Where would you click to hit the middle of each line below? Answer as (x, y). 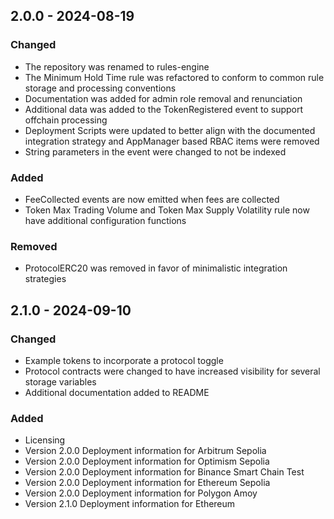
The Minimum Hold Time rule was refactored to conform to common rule (174, 77)
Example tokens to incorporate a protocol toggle (124, 360)
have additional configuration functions (105, 220)
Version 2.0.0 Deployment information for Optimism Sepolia (147, 461)
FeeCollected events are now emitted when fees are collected (152, 199)
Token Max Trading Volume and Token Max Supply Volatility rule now (167, 210)
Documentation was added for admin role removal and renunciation (163, 98)
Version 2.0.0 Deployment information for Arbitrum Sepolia (145, 451)
